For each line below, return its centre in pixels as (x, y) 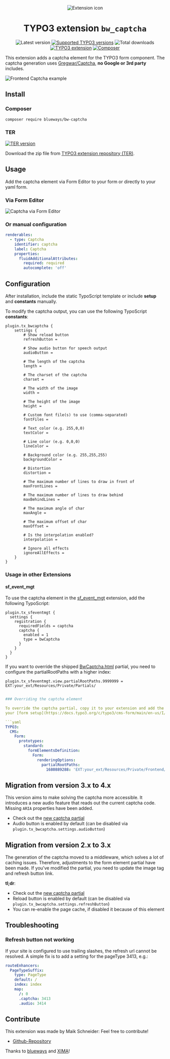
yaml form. (16, 187)
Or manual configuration (36, 224)
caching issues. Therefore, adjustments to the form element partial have (80, 863)
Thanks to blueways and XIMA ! (38, 1051)
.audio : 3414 (32, 1003)
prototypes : (31, 741)
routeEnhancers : (22, 965)
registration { (30, 622)
